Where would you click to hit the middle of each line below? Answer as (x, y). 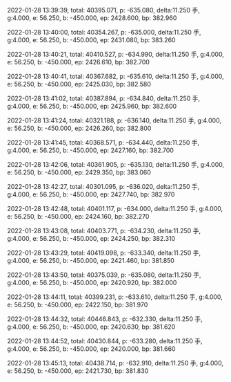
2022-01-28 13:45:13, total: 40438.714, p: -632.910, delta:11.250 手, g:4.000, (115, 363)
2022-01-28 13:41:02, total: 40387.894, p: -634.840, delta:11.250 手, (104, 98)
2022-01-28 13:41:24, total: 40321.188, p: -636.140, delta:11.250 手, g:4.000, (114, 120)
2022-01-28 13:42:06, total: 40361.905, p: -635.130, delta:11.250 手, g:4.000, (116, 164)
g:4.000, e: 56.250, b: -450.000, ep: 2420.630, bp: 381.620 (91, 327)
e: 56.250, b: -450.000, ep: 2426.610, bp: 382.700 (79, 62)
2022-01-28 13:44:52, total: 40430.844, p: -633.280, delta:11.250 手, (105, 341)
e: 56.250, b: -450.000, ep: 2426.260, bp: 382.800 (79, 128)
